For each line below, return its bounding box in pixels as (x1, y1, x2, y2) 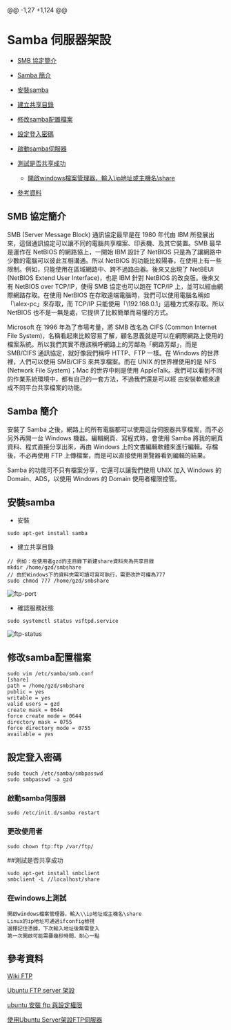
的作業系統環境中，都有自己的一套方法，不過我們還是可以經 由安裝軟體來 (7, 375, 214, 383)
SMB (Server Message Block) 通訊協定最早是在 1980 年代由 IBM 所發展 (7, 230, 209, 238)
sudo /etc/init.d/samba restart (7, 809, 100, 816)
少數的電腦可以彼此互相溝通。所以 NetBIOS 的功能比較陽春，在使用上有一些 (7, 256, 222, 265)
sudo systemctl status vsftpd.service (7, 618, 119, 625)
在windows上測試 (7, 893, 67, 903)
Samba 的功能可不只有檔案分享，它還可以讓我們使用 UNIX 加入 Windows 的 (7, 466, 222, 474)
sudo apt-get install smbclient (7, 870, 100, 877)
